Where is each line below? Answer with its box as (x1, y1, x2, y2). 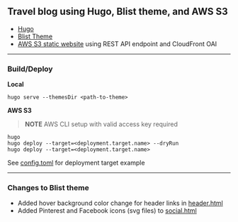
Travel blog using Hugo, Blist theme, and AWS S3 (7, 6, 228, 18)
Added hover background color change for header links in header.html (17, 199, 223, 208)
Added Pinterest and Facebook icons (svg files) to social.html (17, 206, 197, 215)
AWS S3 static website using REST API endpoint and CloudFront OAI (17, 39, 217, 48)
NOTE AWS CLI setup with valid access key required (24, 120, 178, 128)
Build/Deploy (7, 64, 53, 74)
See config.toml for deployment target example (7, 159, 145, 167)
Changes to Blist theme (7, 183, 90, 193)
